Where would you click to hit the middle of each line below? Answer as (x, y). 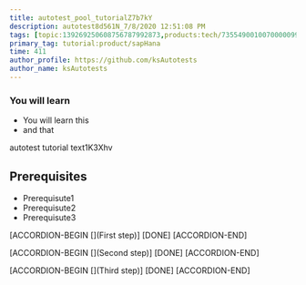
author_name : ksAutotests (58, 69)
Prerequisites (48, 176)
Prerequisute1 (48, 198)
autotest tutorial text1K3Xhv (61, 148)
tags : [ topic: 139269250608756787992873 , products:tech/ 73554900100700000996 (156, 35)
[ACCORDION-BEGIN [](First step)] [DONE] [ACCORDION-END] (128, 235)
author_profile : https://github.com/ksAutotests (103, 60)
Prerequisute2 (49, 208)
